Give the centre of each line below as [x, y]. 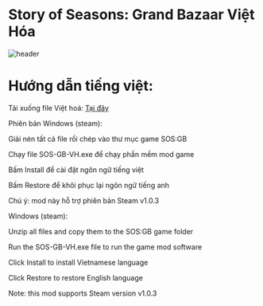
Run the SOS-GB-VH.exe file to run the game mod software [105, 247]
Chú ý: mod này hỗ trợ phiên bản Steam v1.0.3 [84, 200]
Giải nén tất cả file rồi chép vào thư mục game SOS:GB [98, 139]
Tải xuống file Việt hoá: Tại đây [59, 108]
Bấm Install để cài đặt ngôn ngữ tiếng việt [76, 170]
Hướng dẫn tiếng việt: [81, 86]
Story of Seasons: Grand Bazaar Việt [132, 15]
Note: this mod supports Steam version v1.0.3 [83, 293]
